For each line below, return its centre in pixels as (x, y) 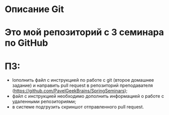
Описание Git (35, 9)
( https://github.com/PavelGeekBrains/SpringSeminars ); (70, 91)
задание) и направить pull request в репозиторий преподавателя (82, 85)
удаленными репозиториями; (44, 101)
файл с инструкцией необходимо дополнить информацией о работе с (88, 96)
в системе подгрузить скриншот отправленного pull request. (78, 107)
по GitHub (26, 43)
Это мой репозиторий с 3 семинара (84, 33)
